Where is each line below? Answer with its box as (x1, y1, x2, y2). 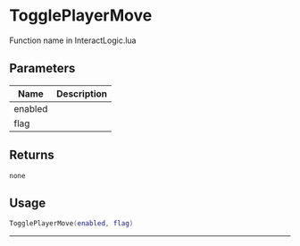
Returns (9, 148, 55, 163)
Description (56, 87, 107, 99)
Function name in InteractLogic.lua (9, 35, 137, 46)
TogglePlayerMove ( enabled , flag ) (9, 219, 134, 228)
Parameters (9, 61, 76, 76)
